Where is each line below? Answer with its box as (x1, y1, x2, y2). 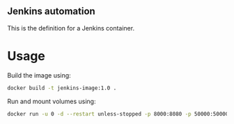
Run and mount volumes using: (7, 97, 96, 105)
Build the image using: (7, 71, 71, 79)
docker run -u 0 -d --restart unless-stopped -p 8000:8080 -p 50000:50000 (7, 110, 229, 117)
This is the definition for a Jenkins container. (7, 24, 134, 32)
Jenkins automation (7, 6, 95, 17)
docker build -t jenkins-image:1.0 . (7, 85, 117, 91)
